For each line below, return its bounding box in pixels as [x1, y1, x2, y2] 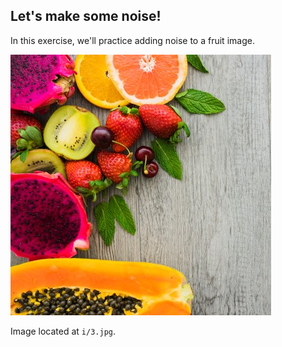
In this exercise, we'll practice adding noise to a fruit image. [10, 34, 255, 46]
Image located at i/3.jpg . [10, 325, 117, 337]
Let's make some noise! [10, 8, 162, 25]
